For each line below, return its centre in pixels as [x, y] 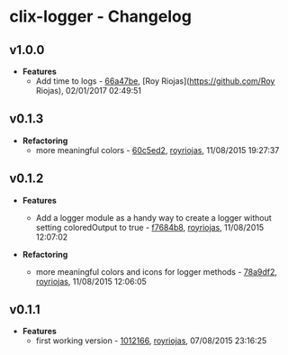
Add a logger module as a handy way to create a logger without [153, 217]
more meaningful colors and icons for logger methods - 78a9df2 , [156, 271]
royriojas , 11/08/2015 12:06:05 [91, 281]
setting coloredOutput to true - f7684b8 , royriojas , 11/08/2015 [150, 227]
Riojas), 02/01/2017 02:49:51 [89, 91]
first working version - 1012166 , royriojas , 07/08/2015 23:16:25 [151, 341]
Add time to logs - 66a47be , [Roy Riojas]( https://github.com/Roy [155, 81]
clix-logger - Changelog [100, 17]
